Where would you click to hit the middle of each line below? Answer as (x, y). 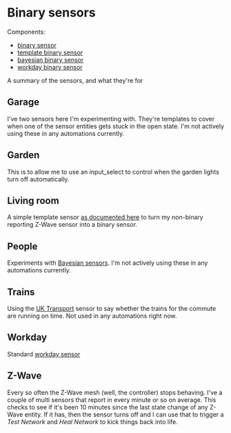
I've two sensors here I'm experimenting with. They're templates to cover (111, 119)
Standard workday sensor (44, 354)
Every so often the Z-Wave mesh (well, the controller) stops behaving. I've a (115, 392)
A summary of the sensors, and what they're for (75, 80)
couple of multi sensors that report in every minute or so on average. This (112, 400)
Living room (33, 200)
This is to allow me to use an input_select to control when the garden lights (113, 172)
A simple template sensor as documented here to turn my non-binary (105, 217)
